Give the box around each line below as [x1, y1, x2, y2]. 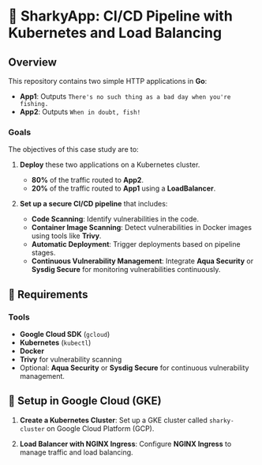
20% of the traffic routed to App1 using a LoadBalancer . [31, 183, 216, 193]
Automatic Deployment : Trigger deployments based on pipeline [31, 240, 241, 249]
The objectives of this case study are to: [8, 145, 140, 154]
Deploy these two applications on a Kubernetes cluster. [19, 160, 200, 169]
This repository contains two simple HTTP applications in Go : [8, 77, 208, 85]
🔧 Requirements [8, 288, 88, 301]
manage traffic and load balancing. [19, 447, 133, 457]
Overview [8, 55, 58, 69]
